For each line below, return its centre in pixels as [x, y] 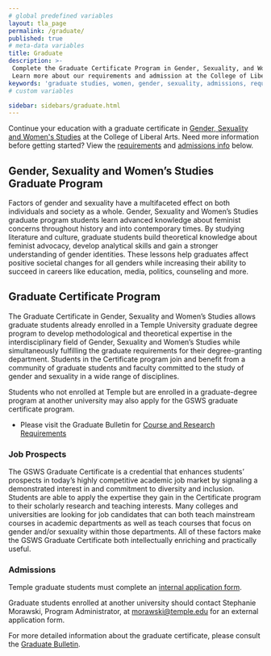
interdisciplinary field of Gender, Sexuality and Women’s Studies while [124, 342]
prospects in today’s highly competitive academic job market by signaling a [133, 480]
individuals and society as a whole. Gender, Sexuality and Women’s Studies [133, 211]
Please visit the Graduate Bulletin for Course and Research [117, 424]
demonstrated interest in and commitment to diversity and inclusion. [122, 489]
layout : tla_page [38, 23]
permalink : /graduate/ [46, 31]
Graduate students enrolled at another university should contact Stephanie [132, 603]
